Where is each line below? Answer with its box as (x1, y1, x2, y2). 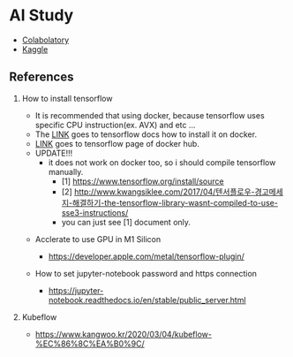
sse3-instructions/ (61, 207, 129, 217)
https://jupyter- (48, 285, 104, 296)
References (9, 70, 74, 85)
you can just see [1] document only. (61, 216, 192, 227)
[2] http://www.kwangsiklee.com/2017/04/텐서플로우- (61, 186, 255, 197)
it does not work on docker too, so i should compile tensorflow (48, 156, 276, 168)
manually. (48, 166, 84, 177)
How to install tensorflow (21, 93, 113, 103)
